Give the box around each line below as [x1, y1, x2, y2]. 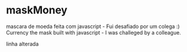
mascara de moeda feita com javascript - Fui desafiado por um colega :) [6, 23, 180, 30]
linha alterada [6, 40, 39, 47]
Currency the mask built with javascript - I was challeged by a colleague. [6, 29, 181, 36]
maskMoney [6, 4, 68, 17]
